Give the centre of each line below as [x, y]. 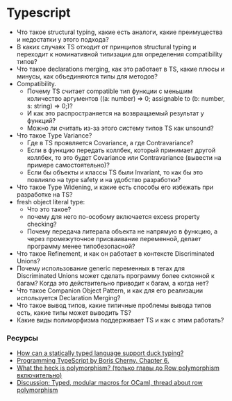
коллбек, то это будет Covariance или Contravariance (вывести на [124, 157]
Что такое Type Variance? [54, 135]
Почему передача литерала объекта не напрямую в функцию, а [122, 231]
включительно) [39, 375]
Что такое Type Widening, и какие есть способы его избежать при [115, 187]
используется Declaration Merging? [68, 297]
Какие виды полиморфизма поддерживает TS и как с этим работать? [120, 320]
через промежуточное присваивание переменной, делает [114, 238]
